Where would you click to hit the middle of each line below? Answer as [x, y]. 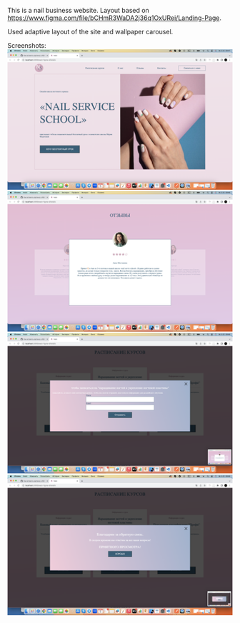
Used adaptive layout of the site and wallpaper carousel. [90, 32]
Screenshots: [27, 45]
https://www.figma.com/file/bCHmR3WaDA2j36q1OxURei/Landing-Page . [115, 18]
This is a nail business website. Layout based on [79, 10]
